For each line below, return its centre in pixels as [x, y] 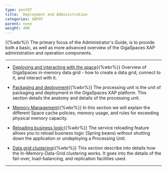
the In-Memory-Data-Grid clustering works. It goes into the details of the [87, 153]
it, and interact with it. [35, 78]
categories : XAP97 [24, 19]
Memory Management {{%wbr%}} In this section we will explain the [81, 108]
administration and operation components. [49, 53]
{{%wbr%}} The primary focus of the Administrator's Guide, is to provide [80, 42]
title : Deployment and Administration [46, 14]
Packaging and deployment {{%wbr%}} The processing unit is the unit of [86, 87]
